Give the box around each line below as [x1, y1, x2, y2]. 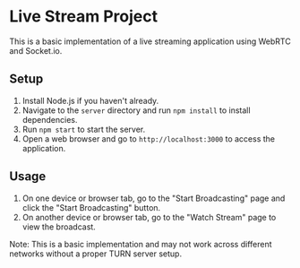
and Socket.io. [9, 45, 63, 56]
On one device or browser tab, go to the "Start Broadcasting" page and [21, 193, 286, 203]
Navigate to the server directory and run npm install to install [21, 105, 251, 116]
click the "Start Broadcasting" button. [21, 202, 161, 212]
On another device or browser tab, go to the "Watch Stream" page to [21, 212, 277, 222]
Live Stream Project [9, 6, 159, 27]
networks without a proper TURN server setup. [9, 248, 182, 259]
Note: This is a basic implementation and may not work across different [9, 238, 272, 249]
